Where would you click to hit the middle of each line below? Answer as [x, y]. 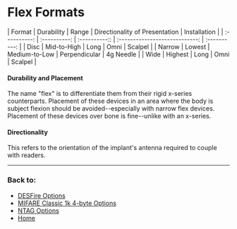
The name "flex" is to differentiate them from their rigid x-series [100, 94]
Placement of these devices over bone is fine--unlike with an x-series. [109, 116]
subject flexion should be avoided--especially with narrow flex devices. [111, 109]
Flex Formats [46, 12]
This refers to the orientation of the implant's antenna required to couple [112, 148]
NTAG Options [38, 210]
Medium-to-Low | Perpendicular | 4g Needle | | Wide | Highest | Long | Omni [119, 54]
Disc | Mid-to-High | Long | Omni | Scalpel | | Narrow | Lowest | [119, 47]
